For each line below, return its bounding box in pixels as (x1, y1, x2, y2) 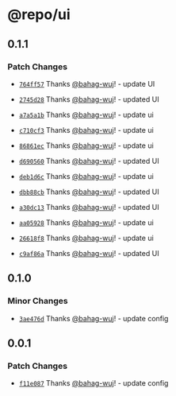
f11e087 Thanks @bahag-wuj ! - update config (18, 379, 169, 388)
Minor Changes (7, 296, 68, 307)
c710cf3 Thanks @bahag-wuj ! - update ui (18, 125, 154, 134)
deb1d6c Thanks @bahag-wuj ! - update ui (18, 171, 154, 181)
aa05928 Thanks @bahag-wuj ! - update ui (18, 217, 154, 227)
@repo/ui (7, 6, 71, 24)
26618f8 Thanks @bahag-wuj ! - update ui (18, 233, 154, 243)
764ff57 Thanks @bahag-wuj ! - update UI (18, 79, 155, 88)
